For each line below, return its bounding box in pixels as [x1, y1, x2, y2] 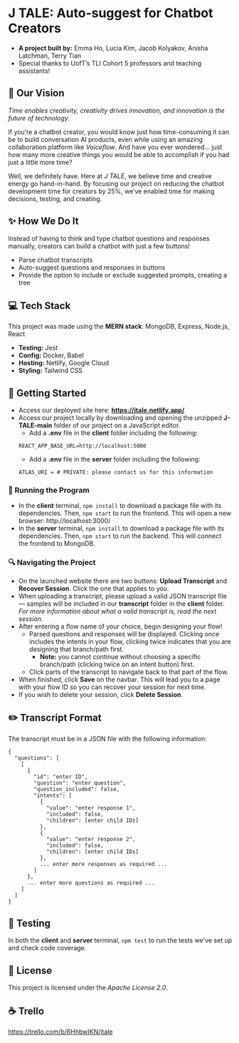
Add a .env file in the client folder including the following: [28, 429, 198, 437]
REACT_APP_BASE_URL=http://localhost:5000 [18, 442, 147, 450]
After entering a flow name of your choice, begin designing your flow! [18, 622, 223, 631]
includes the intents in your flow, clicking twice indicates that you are [28, 637, 231, 646]
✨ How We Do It [8, 215, 79, 228]
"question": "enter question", [33, 779, 127, 786]
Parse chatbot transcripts [18, 255, 93, 264]
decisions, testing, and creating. [8, 194, 102, 203]
